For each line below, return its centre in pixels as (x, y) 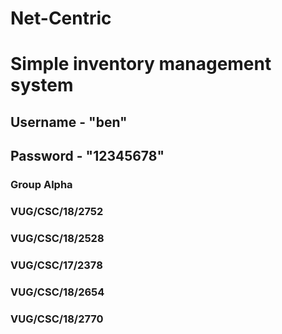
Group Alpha (41, 185)
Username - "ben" (69, 122)
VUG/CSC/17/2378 (56, 265)
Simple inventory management (141, 64)
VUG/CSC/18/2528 (57, 238)
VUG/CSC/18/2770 (57, 319)
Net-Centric (61, 18)
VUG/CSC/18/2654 (57, 292)
